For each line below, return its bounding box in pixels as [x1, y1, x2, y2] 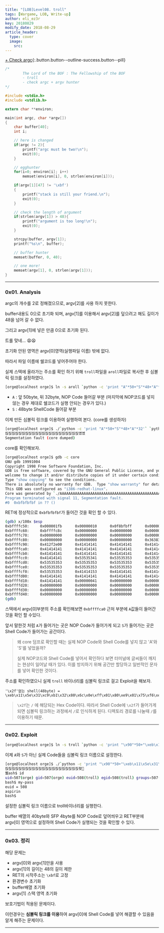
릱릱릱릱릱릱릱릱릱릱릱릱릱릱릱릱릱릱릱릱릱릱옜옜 [5, 431, 85, 436]
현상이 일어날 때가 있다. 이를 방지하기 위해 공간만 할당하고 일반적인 [22, 661, 149, 667]
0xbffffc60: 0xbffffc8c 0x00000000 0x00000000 [5, 529, 132, 533]
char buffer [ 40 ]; [14, 125, 49, 129]
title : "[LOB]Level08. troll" [5, 7, 67, 12]
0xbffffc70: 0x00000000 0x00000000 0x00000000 [5, 533, 132, 538]
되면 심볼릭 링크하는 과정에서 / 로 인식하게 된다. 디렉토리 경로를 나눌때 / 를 [17, 708, 157, 714]
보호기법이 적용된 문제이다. [5, 901, 56, 907]
